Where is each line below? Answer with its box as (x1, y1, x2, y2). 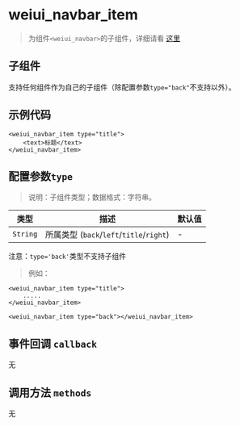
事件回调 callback (8, 336, 97, 350)
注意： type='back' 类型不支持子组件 (8, 252, 127, 261)
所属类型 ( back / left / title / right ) (45, 229, 170, 240)
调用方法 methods (8, 386, 92, 399)
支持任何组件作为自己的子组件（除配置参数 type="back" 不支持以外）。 (8, 82, 236, 92)
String (12, 230, 38, 239)
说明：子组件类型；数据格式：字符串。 (27, 192, 156, 203)
